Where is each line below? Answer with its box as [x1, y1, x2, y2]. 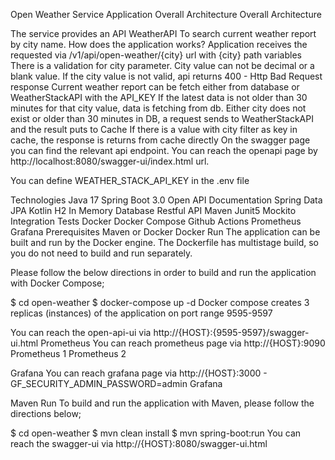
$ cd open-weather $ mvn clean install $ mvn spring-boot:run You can [10, 427, 302, 439]
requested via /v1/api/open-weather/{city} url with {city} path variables [10, 49, 302, 61]
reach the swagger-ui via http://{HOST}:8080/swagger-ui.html [10, 438, 268, 449]
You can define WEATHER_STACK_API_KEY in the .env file [10, 175, 250, 186]
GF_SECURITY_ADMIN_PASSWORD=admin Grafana [10, 378, 223, 389]
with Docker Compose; [10, 277, 105, 289]
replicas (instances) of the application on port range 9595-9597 [10, 307, 273, 319]
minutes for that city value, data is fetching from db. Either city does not [10, 102, 307, 114]
